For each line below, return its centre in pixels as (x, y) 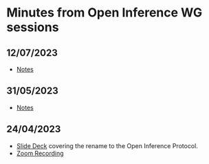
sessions (33, 27)
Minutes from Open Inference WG (104, 13)
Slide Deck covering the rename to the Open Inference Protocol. (107, 145)
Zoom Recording (40, 153)
